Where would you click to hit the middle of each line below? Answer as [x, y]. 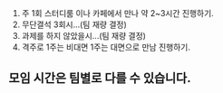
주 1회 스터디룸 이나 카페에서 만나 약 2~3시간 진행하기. [117, 13]
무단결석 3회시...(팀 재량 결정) [74, 24]
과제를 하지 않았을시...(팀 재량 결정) [84, 36]
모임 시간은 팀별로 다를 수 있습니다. [100, 78]
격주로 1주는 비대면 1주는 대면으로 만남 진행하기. [106, 47]
